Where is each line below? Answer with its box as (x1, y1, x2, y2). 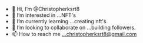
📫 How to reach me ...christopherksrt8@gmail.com (11, 31, 137, 37)
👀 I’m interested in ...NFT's (11, 12, 77, 19)
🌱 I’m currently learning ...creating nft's (11, 18, 107, 24)
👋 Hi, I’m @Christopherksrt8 (11, 6, 80, 12)
